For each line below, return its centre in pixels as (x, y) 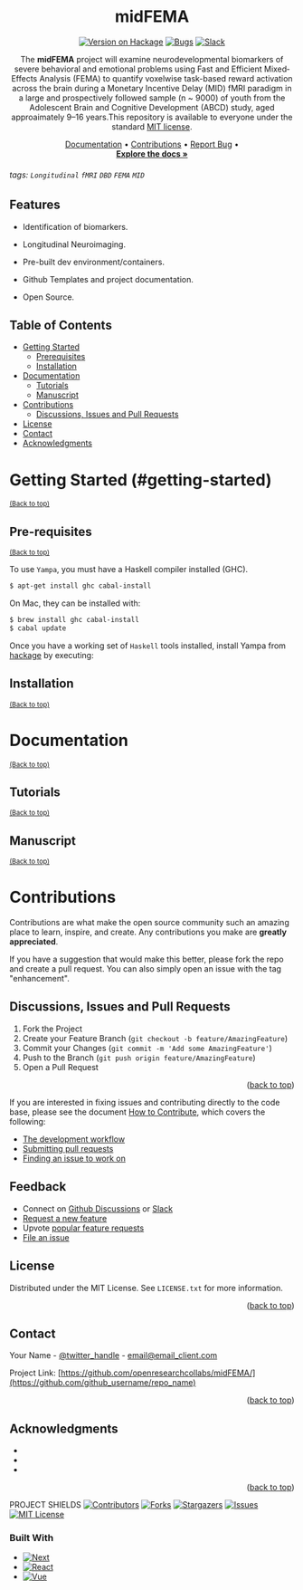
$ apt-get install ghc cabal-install (80, 586)
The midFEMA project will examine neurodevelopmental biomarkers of (152, 59)
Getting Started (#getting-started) (141, 479)
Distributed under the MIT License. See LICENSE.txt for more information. (146, 1288)
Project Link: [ (35, 1373)
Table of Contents (61, 325)
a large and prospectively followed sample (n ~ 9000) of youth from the (152, 98)
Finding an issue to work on (74, 1158)
